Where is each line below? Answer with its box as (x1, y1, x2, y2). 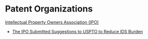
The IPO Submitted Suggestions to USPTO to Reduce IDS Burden (12, 28, 143, 34)
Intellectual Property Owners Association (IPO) (5, 19, 99, 25)
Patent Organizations (5, 3, 93, 14)
